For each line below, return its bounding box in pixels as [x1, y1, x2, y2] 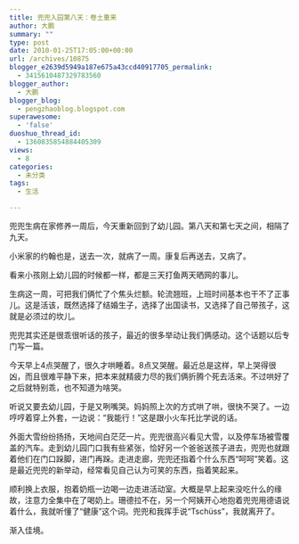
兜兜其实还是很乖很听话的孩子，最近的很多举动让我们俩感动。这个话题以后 [9, 330, 282, 340]
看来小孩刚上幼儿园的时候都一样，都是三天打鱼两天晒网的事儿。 [9, 269, 243, 280]
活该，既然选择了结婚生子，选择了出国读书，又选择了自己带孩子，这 [39, 300, 290, 310]
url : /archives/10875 [9, 54, 90, 63]
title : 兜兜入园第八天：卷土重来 [9, 12, 117, 22]
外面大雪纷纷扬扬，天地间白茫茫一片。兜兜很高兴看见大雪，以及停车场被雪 [9, 432, 282, 441]
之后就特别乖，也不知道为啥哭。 [9, 383, 126, 392]
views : [9, 145, 34, 154]
